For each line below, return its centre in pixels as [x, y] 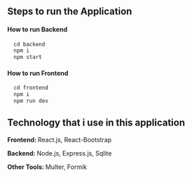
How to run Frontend [38, 73]
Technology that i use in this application [96, 123]
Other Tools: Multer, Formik [47, 167]
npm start [28, 57]
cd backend [29, 44]
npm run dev [31, 101]
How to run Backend [37, 29]
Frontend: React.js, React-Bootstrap [60, 139]
